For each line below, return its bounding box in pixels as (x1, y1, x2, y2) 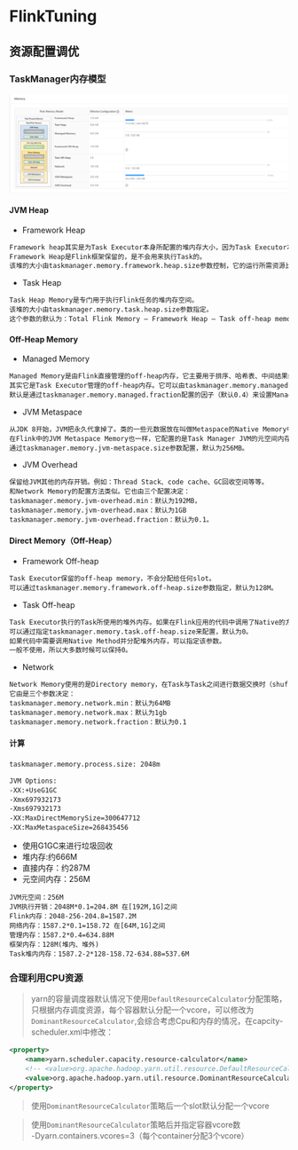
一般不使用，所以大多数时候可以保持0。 (9, 646, 133, 655)
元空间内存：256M (21, 874, 90, 885)
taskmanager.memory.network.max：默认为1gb (9, 708, 167, 717)
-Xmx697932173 (9, 795, 62, 804)
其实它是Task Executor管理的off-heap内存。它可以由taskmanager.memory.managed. (9, 382, 293, 390)
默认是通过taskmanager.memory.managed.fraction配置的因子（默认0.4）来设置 (9, 390, 273, 399)
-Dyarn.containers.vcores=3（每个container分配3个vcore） (30, 1130, 250, 1141)
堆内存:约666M (21, 852, 78, 862)
